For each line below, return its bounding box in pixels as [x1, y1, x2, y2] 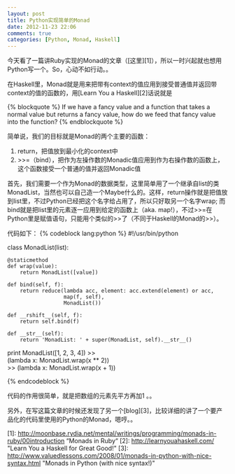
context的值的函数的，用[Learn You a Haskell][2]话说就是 [7, 89, 173, 97]
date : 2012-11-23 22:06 [7, 23, 77, 30]
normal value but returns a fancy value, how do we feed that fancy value [7, 110, 216, 119]
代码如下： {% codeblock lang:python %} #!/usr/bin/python [7, 229, 178, 238]
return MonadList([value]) [20, 269, 99, 277]
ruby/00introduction [7, 437, 65, 445]
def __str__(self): [7, 330, 64, 337]
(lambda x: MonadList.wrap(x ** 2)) [7, 356, 110, 365]
